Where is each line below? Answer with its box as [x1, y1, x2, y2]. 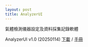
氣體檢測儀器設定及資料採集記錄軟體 [5, 25, 79, 32]
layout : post [5, 7, 32, 12]
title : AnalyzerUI [5, 12, 43, 17]
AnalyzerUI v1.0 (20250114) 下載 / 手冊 [5, 36, 83, 42]
